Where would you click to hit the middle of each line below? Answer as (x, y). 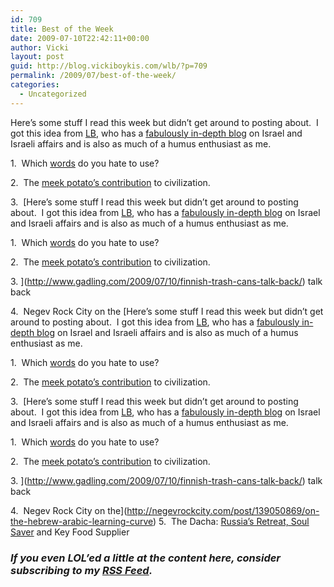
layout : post (37, 57)
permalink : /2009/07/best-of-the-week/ (93, 76)
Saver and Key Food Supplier (70, 532)
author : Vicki (40, 47)
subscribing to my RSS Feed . (81, 570)
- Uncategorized (53, 94)
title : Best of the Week (62, 29)
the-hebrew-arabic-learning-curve (82, 521)
